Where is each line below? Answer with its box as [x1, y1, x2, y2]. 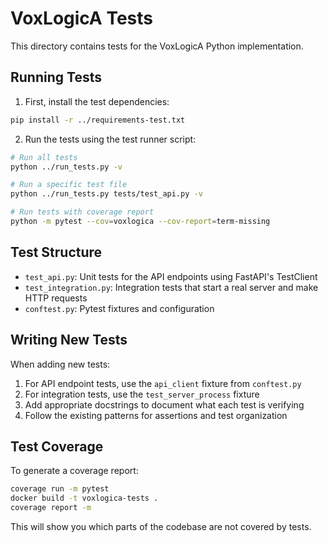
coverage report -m [10, 503, 92, 513]
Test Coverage [10, 438, 104, 455]
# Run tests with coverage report [10, 207, 155, 217]
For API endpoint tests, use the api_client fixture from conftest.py [24, 377, 302, 389]
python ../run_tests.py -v [10, 162, 123, 172]
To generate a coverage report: [10, 465, 139, 477]
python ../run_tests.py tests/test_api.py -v [10, 189, 203, 199]
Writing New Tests [10, 332, 128, 349]
